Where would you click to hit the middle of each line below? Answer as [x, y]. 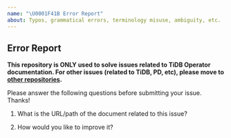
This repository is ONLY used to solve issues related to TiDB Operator [109, 65]
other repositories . [35, 80]
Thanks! [19, 101]
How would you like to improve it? [65, 127]
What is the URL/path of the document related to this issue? [102, 114]
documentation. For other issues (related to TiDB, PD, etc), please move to [116, 72]
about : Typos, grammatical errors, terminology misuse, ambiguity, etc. [114, 20]
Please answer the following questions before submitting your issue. [104, 93]
